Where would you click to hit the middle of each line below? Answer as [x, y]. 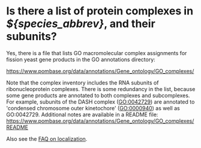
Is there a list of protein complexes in [100, 11]
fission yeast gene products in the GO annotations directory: [81, 59]
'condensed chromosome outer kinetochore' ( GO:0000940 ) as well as [93, 108]
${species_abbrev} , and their [81, 24]
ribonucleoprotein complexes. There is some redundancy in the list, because [101, 89]
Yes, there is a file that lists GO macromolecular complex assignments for [97, 53]
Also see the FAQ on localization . [47, 138]
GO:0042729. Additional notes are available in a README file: [82, 114]
